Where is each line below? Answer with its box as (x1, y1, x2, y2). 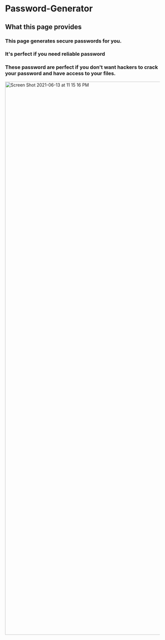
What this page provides (5, 23, 82, 31)
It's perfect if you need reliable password (5, 50, 106, 57)
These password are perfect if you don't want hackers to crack (5, 64, 158, 71)
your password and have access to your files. (5, 70, 116, 77)
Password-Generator (5, 3, 93, 14)
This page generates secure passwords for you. (5, 38, 122, 44)
